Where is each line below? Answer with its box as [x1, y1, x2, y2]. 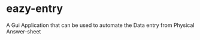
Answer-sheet [6, 27, 41, 35]
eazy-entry [6, 2, 63, 16]
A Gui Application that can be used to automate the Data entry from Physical [6, 21, 195, 29]
